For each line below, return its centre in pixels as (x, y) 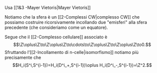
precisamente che (23, 57)
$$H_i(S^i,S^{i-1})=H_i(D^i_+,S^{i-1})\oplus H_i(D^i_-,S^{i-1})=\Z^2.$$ (82, 65)
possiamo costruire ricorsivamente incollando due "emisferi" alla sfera (76, 22)
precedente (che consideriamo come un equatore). (56, 27)
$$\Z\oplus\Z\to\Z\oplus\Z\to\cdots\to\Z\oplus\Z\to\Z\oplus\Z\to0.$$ (82, 45)
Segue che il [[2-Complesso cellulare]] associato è (56, 37)
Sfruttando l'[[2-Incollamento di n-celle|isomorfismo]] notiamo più (72, 52)
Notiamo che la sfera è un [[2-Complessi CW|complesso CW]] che (72, 17)
